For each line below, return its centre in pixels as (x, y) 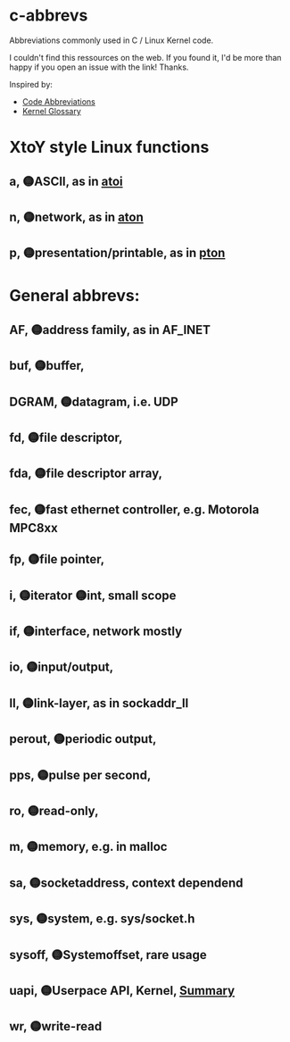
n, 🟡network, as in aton (77, 217)
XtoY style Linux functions (109, 147)
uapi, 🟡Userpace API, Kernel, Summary (122, 991)
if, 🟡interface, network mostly (96, 631)
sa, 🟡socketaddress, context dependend (126, 883)
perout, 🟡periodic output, (83, 739)
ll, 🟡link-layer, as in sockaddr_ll (99, 703)
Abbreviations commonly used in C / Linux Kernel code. (112, 40)
